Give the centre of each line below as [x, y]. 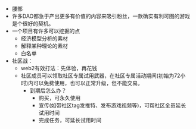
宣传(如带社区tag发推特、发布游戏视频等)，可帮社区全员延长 [112, 105]
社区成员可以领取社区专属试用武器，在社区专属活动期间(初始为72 [100, 75]
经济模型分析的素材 [44, 38]
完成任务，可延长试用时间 [70, 120]
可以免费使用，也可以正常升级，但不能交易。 [88, 83]
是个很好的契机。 [33, 23]
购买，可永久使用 [60, 98]
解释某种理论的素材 [44, 46]
